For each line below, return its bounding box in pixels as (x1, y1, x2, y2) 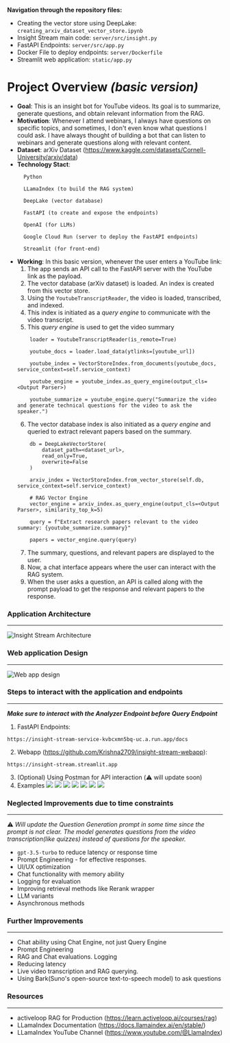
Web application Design (7, 649, 88, 658)
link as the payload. (27, 272, 83, 280)
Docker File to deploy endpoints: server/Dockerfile (16, 48, 163, 56)
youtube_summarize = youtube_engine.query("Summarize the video (29, 396, 217, 403)
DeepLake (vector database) (23, 197, 104, 204)
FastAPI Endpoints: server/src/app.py (16, 41, 125, 49)
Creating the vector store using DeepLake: (16, 19, 137, 27)
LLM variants (16, 892, 54, 900)
